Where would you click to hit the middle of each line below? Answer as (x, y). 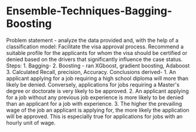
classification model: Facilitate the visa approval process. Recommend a (95, 47)
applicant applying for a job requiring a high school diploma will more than (97, 78)
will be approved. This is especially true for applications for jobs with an (94, 116)
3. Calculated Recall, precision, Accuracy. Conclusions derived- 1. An (91, 72)
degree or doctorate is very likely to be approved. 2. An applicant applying (98, 91)
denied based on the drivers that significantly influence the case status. (94, 59)
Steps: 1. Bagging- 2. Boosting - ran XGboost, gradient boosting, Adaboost (98, 65)
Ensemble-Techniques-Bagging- (89, 11)
